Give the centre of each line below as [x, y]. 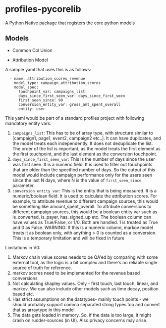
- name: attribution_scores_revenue [47, 78]
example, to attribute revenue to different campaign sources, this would [85, 201]
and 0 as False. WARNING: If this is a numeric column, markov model [83, 227]
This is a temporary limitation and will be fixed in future [68, 238]
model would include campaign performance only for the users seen [82, 175]
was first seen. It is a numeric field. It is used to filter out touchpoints [82, 164]
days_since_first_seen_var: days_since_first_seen [72, 96]
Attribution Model [30, 60]
